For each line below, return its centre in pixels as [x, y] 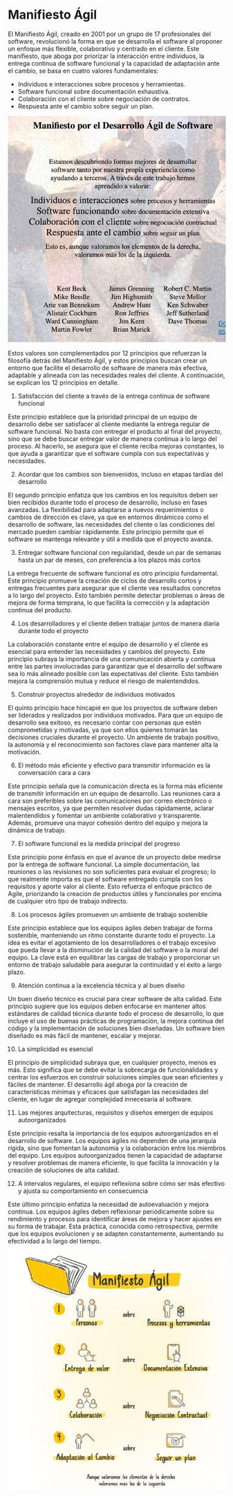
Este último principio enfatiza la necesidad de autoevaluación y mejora [109, 1205]
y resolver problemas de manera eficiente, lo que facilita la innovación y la [114, 1163]
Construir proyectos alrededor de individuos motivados [96, 695]
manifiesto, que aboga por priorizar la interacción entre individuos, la [106, 56]
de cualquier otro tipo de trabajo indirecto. [68, 901]
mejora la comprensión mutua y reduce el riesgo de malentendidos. [104, 681]
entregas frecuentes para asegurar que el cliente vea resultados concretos [114, 588]
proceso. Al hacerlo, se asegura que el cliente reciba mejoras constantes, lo [116, 446]
